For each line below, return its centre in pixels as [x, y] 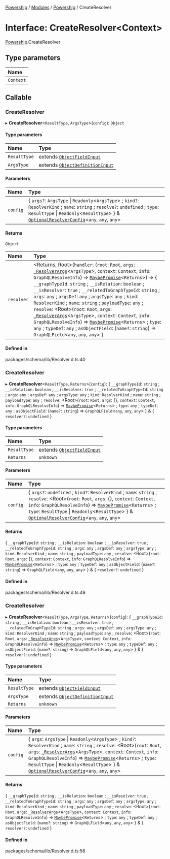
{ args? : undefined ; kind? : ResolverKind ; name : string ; [93, 492]
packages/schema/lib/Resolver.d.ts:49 [46, 593]
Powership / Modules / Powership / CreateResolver [58, 7]
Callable [18, 98]
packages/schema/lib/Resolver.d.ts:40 [46, 360]
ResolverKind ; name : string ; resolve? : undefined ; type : [94, 207]
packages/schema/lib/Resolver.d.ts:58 [45, 851]
